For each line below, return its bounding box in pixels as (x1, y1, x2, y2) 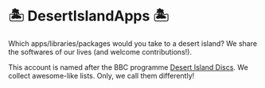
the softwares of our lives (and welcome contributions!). (8, 47, 193, 56)
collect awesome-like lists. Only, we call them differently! (8, 71, 195, 80)
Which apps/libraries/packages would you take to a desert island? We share (8, 38, 257, 48)
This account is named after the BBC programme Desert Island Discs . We (8, 62, 248, 72)
